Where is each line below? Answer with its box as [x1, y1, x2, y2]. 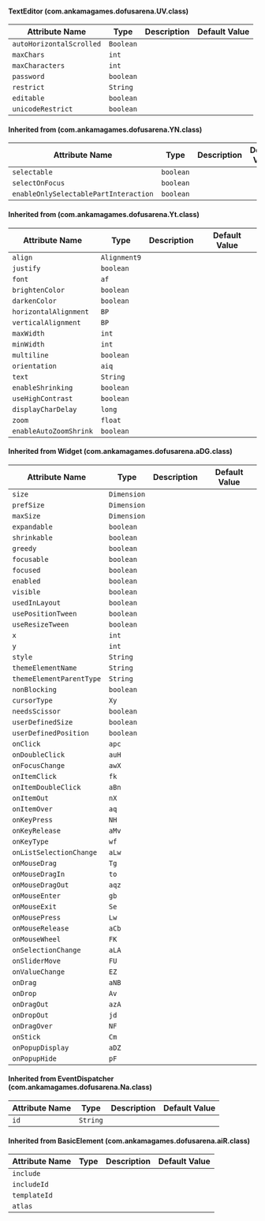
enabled [12, 576, 41, 586]
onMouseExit [12, 902, 58, 911]
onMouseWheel [12, 934, 62, 943]
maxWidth [12, 328, 45, 338]
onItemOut [12, 793, 49, 803]
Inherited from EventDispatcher [8, 1074, 114, 1084]
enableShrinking [12, 383, 73, 392]
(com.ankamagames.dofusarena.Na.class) [8, 1082, 152, 1092]
